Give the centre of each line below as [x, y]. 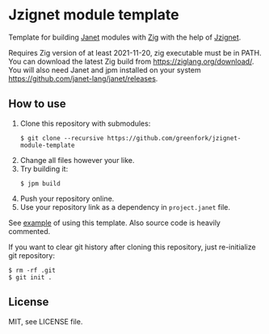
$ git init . [30, 277]
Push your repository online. [67, 198]
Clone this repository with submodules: [85, 123]
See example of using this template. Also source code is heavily [114, 223]
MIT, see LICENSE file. [46, 321]
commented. [29, 231]
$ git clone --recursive [62, 138]
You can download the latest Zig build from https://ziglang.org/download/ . [131, 61]
